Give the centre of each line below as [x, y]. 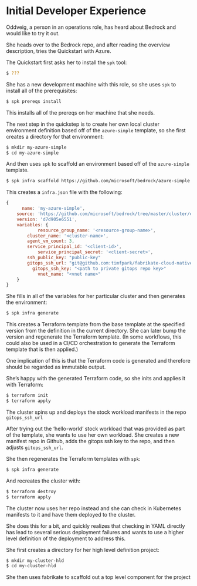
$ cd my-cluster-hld [31, 566]
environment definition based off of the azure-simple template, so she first [96, 130]
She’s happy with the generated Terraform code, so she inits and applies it [96, 379]
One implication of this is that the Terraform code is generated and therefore [98, 361]
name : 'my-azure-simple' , [53, 209]
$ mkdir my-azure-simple [36, 147]
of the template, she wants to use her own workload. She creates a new [93, 435]
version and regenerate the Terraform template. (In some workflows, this [94, 337]
